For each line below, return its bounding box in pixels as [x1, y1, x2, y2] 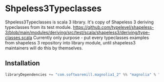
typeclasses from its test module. [5, 24, 72, 30]
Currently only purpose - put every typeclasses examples [33, 35, 149, 41]
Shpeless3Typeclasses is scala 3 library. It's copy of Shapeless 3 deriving [5, 19, 154, 25]
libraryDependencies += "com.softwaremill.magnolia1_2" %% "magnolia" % [5, 72, 156, 77]
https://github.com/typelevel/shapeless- [73, 24, 154, 30]
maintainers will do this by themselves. [5, 45, 83, 51]
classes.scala [5, 35, 33, 41]
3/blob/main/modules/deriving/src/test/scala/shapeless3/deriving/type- [5, 29, 150, 35]
